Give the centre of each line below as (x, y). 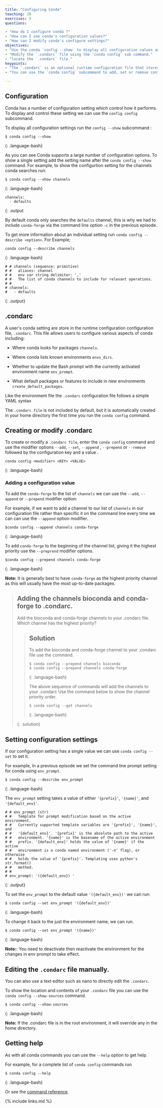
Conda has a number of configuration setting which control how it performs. (81, 108)
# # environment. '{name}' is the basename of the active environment (80, 838)
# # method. (19, 868)
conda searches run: (26, 170)
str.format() (18, 863)
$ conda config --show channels (38, 179)
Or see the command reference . (37, 1091)
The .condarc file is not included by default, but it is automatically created (80, 410)
